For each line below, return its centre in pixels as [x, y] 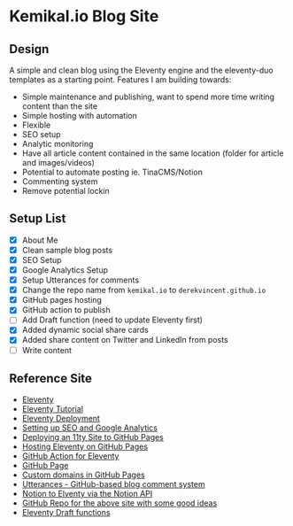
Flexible [36, 125]
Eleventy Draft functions [66, 513]
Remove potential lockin [66, 191]
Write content [47, 350]
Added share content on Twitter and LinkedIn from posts [125, 340]
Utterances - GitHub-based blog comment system [113, 484]
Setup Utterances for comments [81, 280]
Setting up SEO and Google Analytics [89, 428]
